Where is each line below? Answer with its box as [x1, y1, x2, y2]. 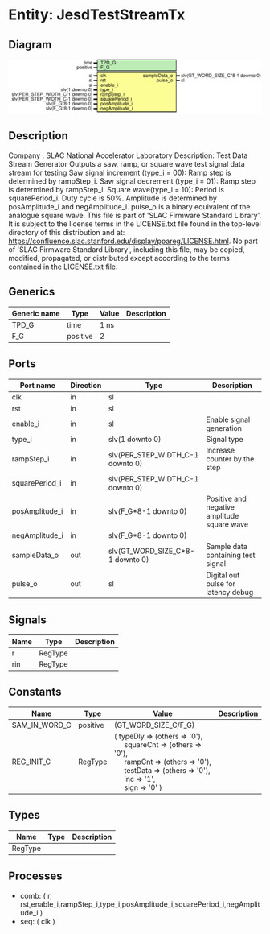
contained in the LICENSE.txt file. [8, 262, 118, 271]
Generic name [11, 308, 60, 318]
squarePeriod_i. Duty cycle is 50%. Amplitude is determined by [8, 193, 217, 203]
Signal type [206, 435, 243, 444]
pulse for [206, 578, 235, 589]
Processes [8, 870, 63, 883]
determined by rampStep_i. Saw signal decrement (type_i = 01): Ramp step [8, 176, 256, 186]
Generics [8, 285, 55, 299]
